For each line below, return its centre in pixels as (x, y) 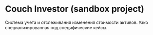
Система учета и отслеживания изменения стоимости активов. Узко (77, 22)
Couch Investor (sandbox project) (75, 9)
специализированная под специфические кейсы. (56, 27)
